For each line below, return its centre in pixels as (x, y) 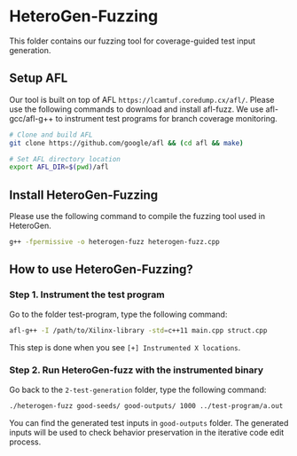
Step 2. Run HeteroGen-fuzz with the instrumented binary (137, 370)
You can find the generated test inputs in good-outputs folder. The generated (149, 422)
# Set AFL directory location (65, 159)
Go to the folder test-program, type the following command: (118, 314)
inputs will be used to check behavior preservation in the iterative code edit (147, 432)
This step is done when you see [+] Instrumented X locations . (125, 347)
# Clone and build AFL (51, 135)
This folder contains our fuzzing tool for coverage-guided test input (132, 41)
